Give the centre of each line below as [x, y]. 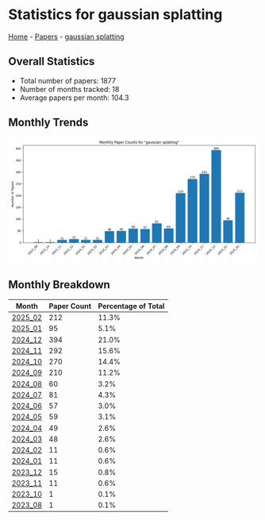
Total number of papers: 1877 [68, 80]
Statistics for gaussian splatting [115, 15]
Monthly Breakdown [60, 285]
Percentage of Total [131, 306]
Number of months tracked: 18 [69, 89]
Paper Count [70, 306]
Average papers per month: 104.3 [74, 98]
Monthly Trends [48, 123]
